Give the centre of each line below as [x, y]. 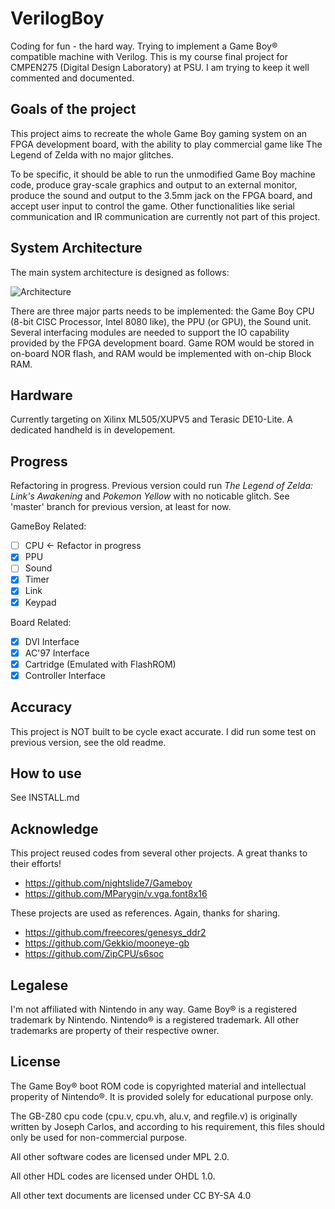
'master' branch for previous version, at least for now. [121, 507]
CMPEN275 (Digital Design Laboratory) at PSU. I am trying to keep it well [160, 67]
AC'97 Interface [57, 653]
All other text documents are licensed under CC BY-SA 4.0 [131, 1195]
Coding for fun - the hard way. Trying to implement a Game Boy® [144, 46]
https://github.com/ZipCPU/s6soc [94, 954]
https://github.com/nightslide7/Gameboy [108, 883]
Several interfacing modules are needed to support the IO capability [150, 332]
